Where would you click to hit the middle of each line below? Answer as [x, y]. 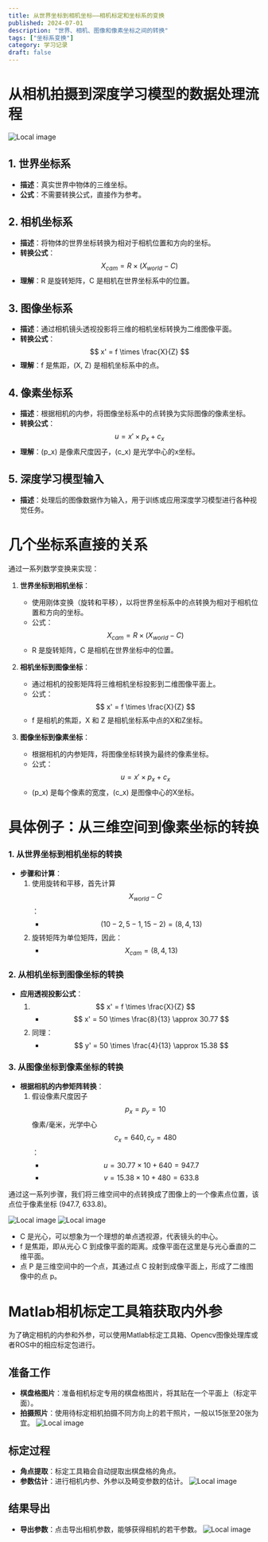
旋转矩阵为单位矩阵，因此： [77, 938]
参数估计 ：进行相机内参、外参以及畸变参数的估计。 [103, 1481]
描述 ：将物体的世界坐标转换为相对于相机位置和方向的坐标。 [117, 243]
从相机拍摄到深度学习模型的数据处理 [127, 94]
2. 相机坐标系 [41, 222]
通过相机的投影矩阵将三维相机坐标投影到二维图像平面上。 [126, 684]
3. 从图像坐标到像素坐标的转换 [66, 1067]
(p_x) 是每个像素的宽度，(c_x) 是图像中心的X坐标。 [115, 792]
